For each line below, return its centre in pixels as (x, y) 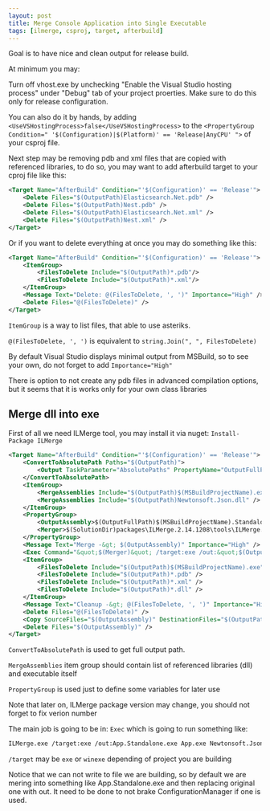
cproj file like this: (37, 175)
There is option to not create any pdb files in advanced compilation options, (133, 380)
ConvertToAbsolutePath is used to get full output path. (97, 650)
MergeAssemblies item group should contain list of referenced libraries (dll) (131, 665)
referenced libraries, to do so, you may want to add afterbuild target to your (133, 167)
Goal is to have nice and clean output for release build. (98, 54)
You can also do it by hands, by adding (72, 117)
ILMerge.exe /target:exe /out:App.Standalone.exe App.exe (107, 744)
